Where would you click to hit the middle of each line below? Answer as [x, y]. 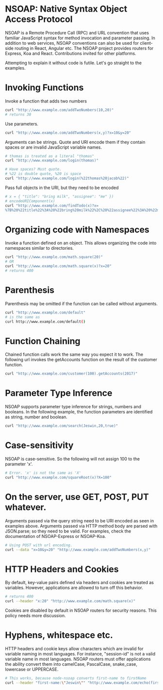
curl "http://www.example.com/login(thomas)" [52, 161]
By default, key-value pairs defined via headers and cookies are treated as [80, 583]
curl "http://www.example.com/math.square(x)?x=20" [58, 266]
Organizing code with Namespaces [77, 230]
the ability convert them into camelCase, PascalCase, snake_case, [71, 664]
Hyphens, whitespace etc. [59, 635]
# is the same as [23, 317]
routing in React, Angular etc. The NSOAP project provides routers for [84, 48]
